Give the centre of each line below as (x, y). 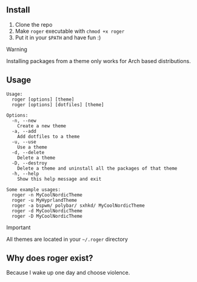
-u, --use (24, 142)
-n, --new (24, 121)
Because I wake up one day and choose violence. (68, 273)
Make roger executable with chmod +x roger (70, 31)
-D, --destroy (29, 163)
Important (18, 227)
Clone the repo (34, 24)
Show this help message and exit (59, 179)
